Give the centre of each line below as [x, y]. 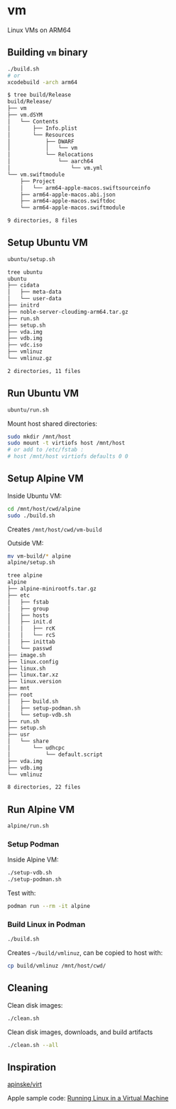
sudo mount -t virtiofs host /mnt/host [66, 443]
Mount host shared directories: [53, 424]
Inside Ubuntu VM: [35, 496]
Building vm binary [48, 52]
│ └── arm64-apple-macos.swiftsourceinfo [86, 188]
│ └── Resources [41, 135]
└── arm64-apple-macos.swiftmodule [73, 208]
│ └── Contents [33, 121]
